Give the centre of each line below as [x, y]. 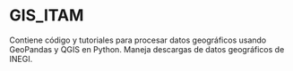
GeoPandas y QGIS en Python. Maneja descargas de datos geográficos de [147, 49]
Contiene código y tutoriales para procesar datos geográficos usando [138, 40]
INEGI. [21, 59]
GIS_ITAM [47, 16]
